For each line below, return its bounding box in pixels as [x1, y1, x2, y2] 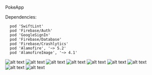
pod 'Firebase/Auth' [10, 28, 53, 33]
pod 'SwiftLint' [10, 24, 44, 29]
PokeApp [5, 5, 24, 10]
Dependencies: [5, 14, 37, 20]
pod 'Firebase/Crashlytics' [10, 41, 69, 46]
